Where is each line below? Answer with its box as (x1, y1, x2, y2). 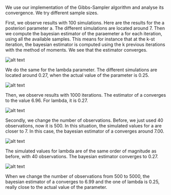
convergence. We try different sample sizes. (5, 10, 99, 16)
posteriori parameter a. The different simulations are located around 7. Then (5, 25, 165, 31)
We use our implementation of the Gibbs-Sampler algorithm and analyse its (5, 5, 164, 10)
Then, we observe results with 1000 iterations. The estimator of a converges (5, 92, 166, 98)
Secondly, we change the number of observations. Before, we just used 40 (5, 117, 164, 123)
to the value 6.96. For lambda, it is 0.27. (5, 97, 88, 103)
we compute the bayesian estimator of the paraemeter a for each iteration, (5, 31, 162, 36)
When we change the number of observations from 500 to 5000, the (5, 174, 150, 179)
